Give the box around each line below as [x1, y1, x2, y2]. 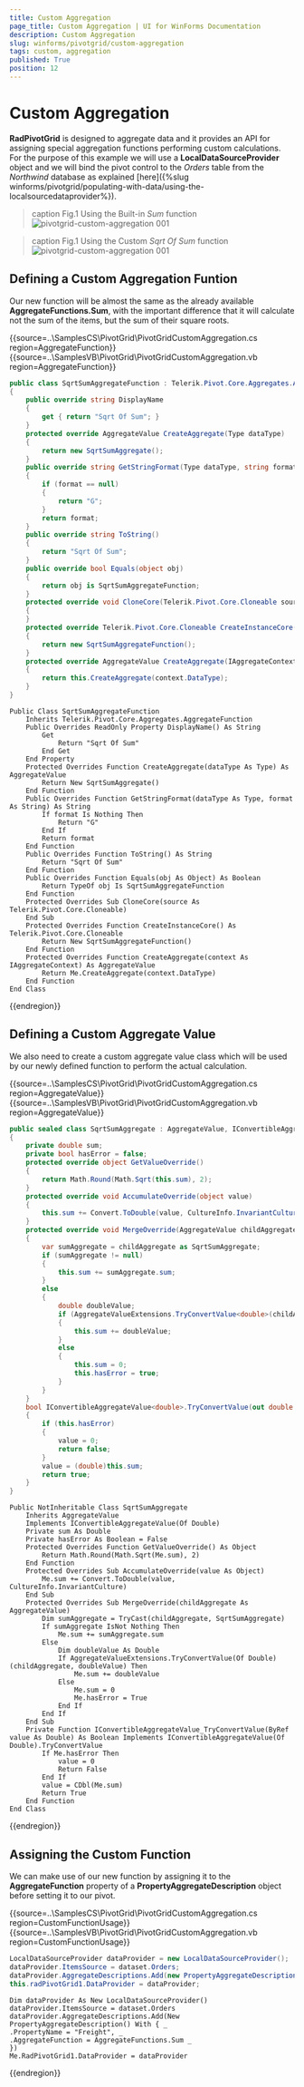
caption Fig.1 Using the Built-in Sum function [31, 208, 197, 218]
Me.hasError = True [73, 1694, 147, 1703]
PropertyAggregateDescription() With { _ [9, 2019, 168, 2029]
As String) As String [9, 801, 91, 811]
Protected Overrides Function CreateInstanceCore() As [25, 921, 237, 930]
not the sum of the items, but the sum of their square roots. [9, 315, 230, 325]
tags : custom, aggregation [9, 47, 111, 56]
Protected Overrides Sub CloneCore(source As [25, 897, 201, 907]
